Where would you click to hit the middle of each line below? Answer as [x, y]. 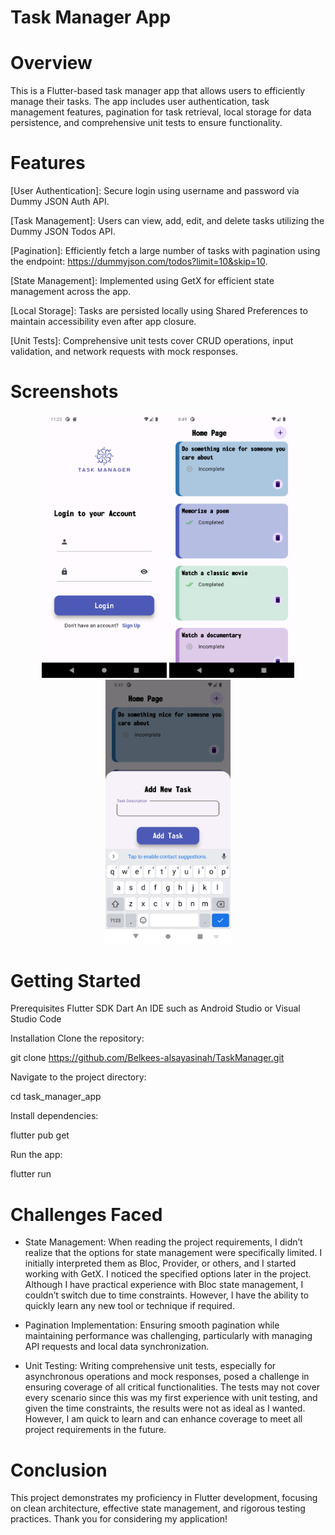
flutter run [31, 1174]
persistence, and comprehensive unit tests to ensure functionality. [146, 123]
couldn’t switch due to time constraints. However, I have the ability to [167, 1295]
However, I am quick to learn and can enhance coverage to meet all [163, 1419]
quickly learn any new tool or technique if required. [129, 1306]
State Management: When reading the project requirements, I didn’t [163, 1242]
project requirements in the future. [95, 1430]
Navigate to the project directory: [78, 1077]
